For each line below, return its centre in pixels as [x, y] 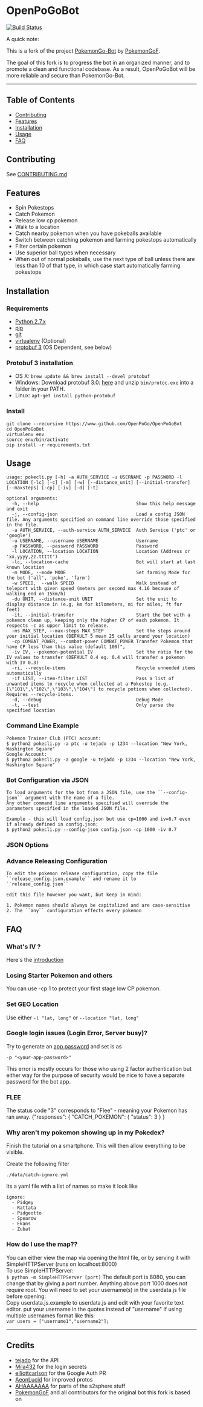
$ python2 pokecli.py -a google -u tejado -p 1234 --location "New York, [101, 760]
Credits [21, 1346]
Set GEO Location [33, 1004]
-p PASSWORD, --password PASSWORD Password [85, 546]
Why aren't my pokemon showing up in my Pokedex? [85, 1133]
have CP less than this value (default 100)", [66, 647]
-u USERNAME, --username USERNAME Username [85, 541]
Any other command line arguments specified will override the [88, 803]
